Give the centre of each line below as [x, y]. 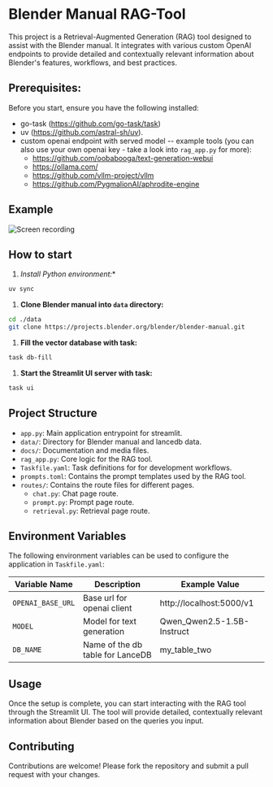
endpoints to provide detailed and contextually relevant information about [131, 54]
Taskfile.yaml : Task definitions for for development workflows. [126, 467]
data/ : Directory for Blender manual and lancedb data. [110, 441]
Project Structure [53, 413]
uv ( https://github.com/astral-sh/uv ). [82, 132]
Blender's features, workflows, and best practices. [93, 63]
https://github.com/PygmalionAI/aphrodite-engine [116, 184]
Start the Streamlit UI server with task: [86, 373]
